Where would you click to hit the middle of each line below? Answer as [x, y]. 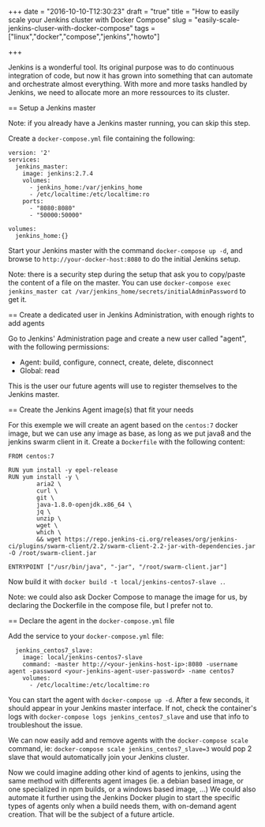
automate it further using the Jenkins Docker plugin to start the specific [124, 797]
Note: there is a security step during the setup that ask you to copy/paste [127, 274]
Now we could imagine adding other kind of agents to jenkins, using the [125, 772]
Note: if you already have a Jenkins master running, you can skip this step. [129, 123]
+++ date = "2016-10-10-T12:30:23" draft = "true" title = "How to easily [123, 11]
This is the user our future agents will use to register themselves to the [123, 386]
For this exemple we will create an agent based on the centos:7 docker [123, 425]
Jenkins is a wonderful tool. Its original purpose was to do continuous [121, 67]
